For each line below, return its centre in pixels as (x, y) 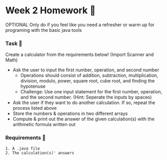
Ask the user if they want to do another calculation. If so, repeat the (84, 103)
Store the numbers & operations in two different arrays (70, 114)
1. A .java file (23, 148)
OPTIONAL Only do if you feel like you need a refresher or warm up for (80, 25)
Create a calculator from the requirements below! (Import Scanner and (79, 55)
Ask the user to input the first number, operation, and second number (86, 70)
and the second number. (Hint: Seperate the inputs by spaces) (86, 97)
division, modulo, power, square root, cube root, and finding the (88, 81)
